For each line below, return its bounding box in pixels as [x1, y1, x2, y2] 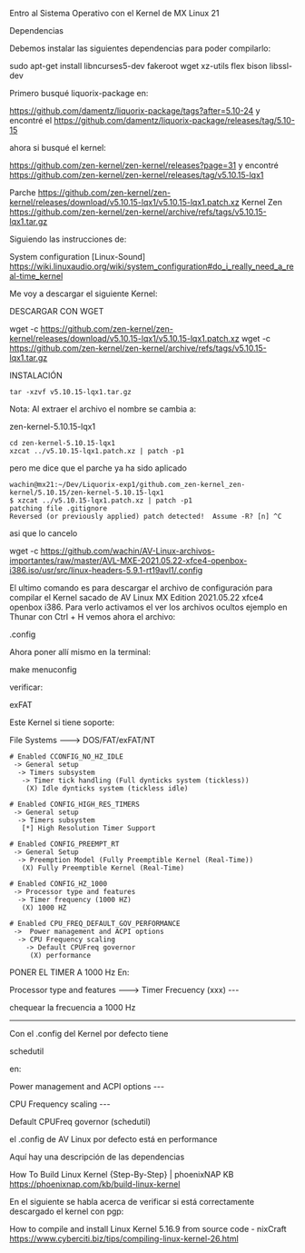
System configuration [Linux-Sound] [9, 252, 146, 262]
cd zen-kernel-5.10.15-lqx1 [9, 439, 116, 448]
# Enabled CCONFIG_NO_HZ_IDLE [9, 752, 124, 761]
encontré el [9, 115, 53, 125]
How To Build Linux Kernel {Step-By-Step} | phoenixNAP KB [9, 1169, 234, 1179]
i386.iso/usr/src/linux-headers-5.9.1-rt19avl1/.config [9, 565, 203, 575]
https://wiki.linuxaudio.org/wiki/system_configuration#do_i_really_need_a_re [9, 261, 294, 272]
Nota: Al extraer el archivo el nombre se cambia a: [9, 403, 197, 414]
